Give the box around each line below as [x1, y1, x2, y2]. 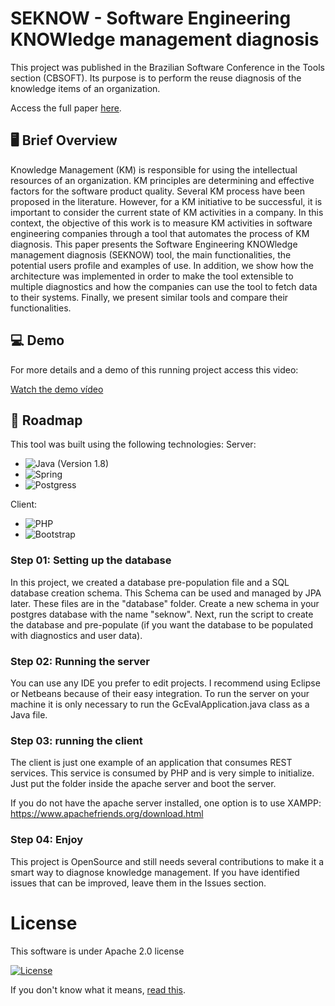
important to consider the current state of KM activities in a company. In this [10, 206, 324, 218]
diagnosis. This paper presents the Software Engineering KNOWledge [10, 238, 298, 250]
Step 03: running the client [10, 733, 143, 747]
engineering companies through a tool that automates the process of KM [10, 227, 310, 239]
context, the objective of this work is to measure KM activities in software [10, 217, 313, 229]
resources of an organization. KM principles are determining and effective [10, 174, 315, 186]
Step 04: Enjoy [10, 833, 84, 847]
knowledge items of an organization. [10, 82, 161, 94]
